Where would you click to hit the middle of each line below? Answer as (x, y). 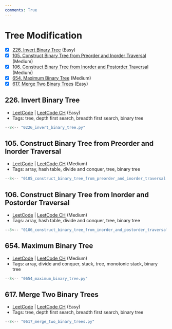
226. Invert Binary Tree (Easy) (44, 50)
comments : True (21, 10)
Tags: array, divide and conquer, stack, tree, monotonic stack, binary (85, 264)
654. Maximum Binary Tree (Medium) (52, 78)
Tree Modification (44, 35)
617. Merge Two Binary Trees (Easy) (50, 84)
